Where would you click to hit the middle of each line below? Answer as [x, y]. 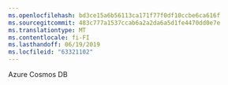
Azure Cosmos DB [38, 74]
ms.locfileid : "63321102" [50, 52]
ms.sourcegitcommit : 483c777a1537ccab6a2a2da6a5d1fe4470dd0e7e [114, 23]
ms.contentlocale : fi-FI [49, 37]
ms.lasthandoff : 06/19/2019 [54, 45]
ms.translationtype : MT [47, 30]
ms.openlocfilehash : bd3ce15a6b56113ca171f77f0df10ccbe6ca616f [114, 15]
